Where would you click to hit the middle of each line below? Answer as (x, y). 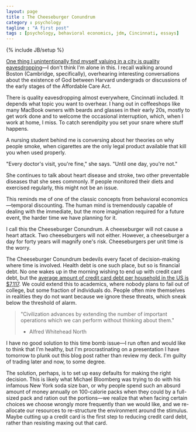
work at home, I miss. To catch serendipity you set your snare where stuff (95, 123)
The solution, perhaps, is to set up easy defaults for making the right (89, 373)
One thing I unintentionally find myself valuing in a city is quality (83, 62)
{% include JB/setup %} (35, 50)
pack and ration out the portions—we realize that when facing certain (104, 398)
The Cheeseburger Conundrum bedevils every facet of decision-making (93, 259)
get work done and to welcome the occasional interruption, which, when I (94, 116)
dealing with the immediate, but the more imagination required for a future (95, 212)
